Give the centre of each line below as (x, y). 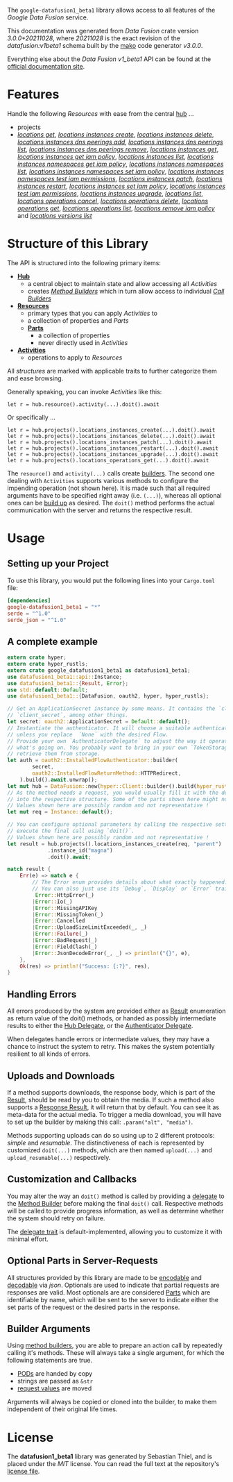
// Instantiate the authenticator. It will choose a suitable (99, 728)
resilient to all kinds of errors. (49, 1054)
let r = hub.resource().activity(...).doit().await (83, 404)
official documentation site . (46, 66)
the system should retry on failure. (56, 1218)
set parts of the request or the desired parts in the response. (94, 1307)
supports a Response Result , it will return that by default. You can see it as (113, 1107)
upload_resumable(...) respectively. (59, 1157)
